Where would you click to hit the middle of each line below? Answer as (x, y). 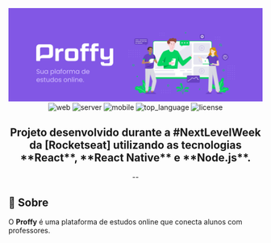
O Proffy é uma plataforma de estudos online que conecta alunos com (125, 222)
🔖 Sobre (29, 202)
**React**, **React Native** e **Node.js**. (135, 157)
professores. (29, 231)
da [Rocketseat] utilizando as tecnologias (135, 145)
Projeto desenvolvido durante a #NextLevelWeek (135, 132)
